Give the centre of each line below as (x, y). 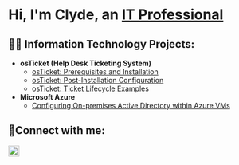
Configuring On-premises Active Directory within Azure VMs (131, 106)
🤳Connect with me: (57, 130)
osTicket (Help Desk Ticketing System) (86, 63)
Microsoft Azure (47, 97)
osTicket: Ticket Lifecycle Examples (90, 88)
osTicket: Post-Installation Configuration (98, 80)
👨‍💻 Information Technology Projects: (102, 44)
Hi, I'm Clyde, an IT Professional (116, 15)
